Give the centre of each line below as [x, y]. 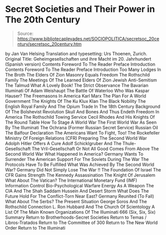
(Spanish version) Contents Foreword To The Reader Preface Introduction [80, 64]
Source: [25, 33]
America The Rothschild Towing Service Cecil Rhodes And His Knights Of [80, 117]
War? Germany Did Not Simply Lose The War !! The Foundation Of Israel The [83, 169]
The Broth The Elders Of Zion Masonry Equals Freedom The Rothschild [78, 75]
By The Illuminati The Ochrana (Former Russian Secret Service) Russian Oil [82, 127]
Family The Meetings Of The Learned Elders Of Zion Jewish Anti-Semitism [81, 80]
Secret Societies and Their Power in [80, 9]
